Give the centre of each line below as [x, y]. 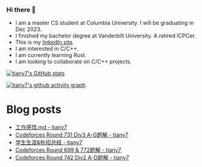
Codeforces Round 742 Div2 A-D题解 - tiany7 [72, 158]
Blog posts [34, 110]
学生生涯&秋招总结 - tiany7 [49, 143]
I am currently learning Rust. [51, 55]
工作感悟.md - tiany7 [41, 128]
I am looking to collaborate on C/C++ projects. [74, 62]
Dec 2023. [28, 29]
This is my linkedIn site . [45, 43]
